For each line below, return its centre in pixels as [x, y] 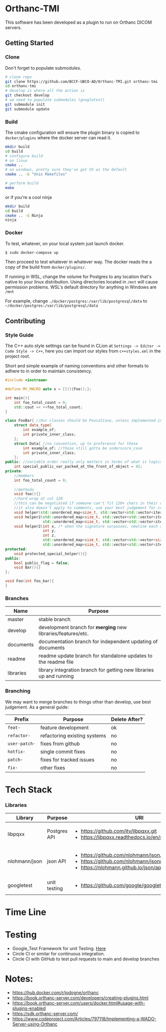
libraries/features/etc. [64, 634]
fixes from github [60, 744]
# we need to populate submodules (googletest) [55, 100]
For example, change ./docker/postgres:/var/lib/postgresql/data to [76, 301]
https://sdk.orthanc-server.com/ [45, 1014]
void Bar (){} [27, 568]
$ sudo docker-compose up [32, 252]
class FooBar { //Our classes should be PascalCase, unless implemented [80, 421]
